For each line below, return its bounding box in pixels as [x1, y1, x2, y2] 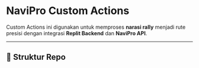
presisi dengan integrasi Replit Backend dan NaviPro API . [6, 29, 147, 36]
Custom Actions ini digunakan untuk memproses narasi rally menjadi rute [6, 23, 186, 30]
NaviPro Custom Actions [6, 4, 130, 18]
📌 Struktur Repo [6, 52, 66, 62]
